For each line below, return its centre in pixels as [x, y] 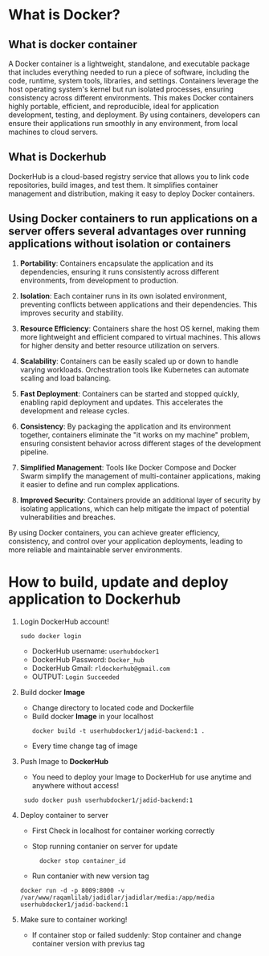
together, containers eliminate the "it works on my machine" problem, [135, 434]
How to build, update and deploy [118, 582]
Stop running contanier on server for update [105, 846]
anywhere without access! [75, 785]
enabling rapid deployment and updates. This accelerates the [121, 402]
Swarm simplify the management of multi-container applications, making [140, 476]
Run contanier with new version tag [91, 876]
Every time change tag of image [85, 746]
